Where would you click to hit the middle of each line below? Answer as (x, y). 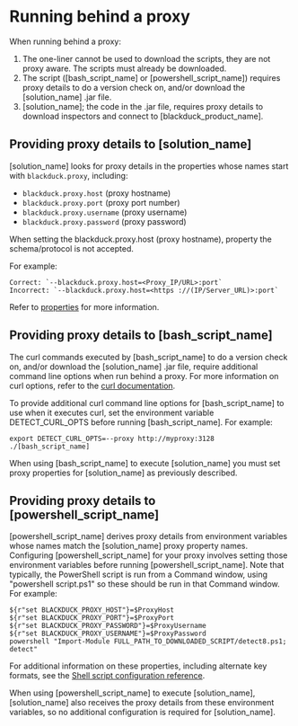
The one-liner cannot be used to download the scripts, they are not (146, 58)
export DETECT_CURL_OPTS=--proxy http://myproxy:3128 (112, 438)
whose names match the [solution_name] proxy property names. (129, 546)
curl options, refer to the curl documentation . (92, 385)
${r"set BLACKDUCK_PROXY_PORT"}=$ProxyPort (92, 618)
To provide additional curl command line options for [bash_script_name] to (147, 403)
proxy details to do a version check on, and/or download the (133, 87)
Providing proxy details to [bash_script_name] (141, 336)
